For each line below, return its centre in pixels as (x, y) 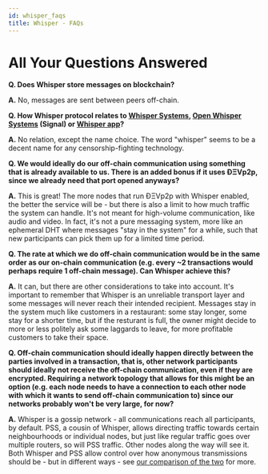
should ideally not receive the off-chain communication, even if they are (131, 370)
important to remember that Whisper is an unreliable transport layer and (127, 295)
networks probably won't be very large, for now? (91, 404)
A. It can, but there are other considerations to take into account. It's (121, 287)
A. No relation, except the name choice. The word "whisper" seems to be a (132, 140)
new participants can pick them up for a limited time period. (106, 239)
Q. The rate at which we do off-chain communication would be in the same (134, 254)
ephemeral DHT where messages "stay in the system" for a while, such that (133, 230)
